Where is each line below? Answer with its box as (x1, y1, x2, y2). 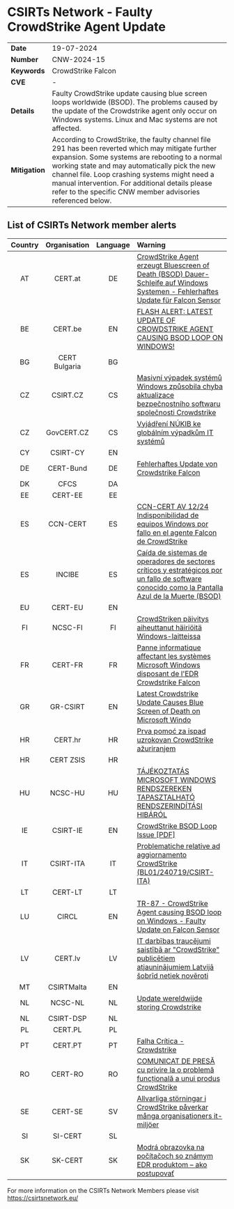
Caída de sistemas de (136, 547, 208, 557)
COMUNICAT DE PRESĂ (136, 1056, 215, 1066)
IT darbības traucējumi (136, 936, 211, 946)
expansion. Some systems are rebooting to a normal (52, 152, 222, 162)
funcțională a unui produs (136, 1073, 221, 1083)
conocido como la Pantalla (136, 582, 224, 592)
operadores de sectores (136, 556, 216, 566)
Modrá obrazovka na (136, 1142, 205, 1152)
